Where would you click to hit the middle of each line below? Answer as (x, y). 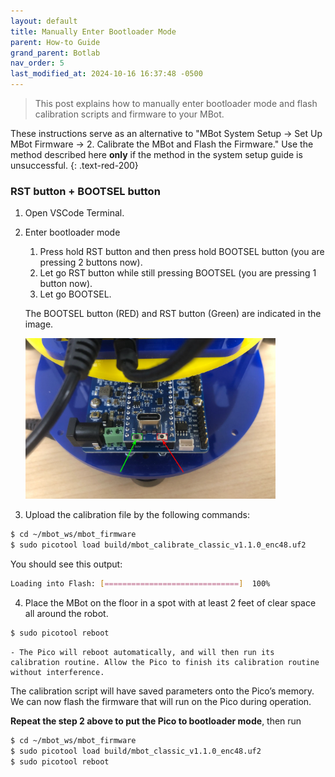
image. (39, 324)
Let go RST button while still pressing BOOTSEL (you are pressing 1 (178, 273)
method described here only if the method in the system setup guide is (156, 154)
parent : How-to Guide (55, 42)
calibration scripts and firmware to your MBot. (129, 114)
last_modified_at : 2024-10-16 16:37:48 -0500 (106, 74)
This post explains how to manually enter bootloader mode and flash (176, 103)
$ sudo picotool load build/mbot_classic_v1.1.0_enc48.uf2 (136, 751)
